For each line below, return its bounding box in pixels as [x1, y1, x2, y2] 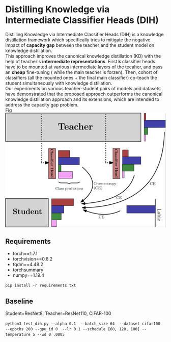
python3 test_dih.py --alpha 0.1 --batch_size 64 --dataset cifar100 [5, 321, 160, 327]
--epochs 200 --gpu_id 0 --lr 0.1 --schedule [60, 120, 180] [5, 327, 140, 332]
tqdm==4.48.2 [12, 261, 43, 268]
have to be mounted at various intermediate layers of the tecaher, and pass [5, 64, 163, 70]
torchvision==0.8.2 [12, 256, 53, 262]
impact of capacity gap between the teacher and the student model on [5, 42, 155, 48]
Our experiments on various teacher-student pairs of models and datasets [5, 85, 161, 91]
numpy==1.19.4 [12, 272, 45, 278]
